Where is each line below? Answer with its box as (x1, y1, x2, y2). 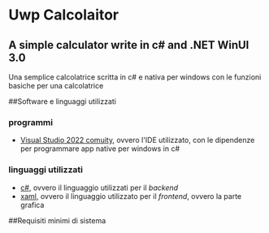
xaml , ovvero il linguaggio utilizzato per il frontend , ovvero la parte (20, 191, 242, 201)
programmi (8, 116, 54, 127)
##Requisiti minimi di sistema (8, 215, 106, 225)
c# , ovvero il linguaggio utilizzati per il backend (20, 183, 179, 192)
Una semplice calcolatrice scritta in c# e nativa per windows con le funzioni (8, 72, 262, 82)
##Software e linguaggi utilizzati (8, 97, 116, 106)
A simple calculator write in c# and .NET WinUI (8, 38, 249, 52)
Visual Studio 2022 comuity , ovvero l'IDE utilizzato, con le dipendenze (20, 136, 255, 145)
